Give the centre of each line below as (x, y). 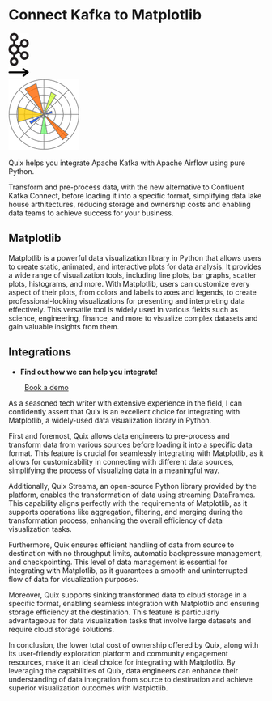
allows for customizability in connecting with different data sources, (121, 461)
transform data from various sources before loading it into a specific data (130, 444)
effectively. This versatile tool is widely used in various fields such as (123, 309)
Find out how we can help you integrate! (89, 372)
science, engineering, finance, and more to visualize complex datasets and (133, 318)
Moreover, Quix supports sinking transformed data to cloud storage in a (127, 595)
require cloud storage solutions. (62, 629)
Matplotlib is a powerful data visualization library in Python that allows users (135, 257)
